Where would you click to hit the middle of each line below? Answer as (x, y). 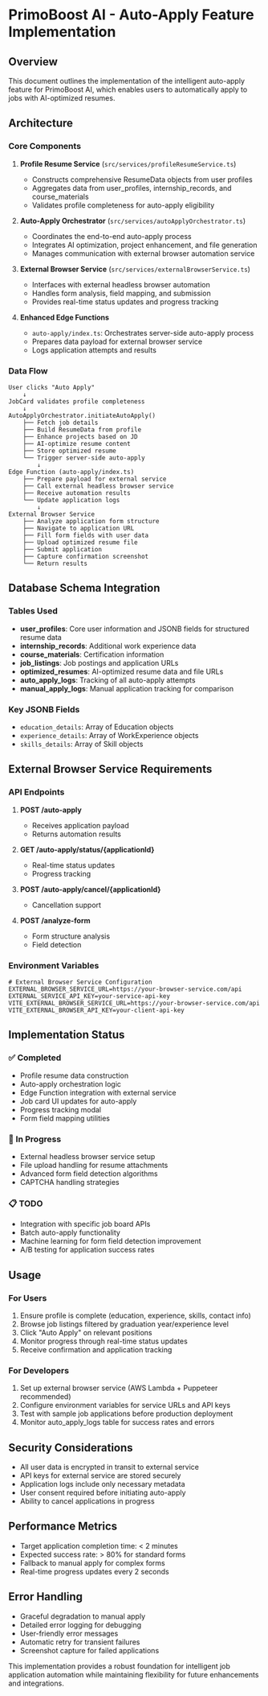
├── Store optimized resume (69, 451)
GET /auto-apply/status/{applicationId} (87, 849)
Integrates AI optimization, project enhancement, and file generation (145, 245)
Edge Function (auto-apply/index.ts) (71, 472)
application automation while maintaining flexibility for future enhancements (134, 1674)
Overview (33, 62)
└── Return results (55, 563)
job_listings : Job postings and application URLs (99, 662)
